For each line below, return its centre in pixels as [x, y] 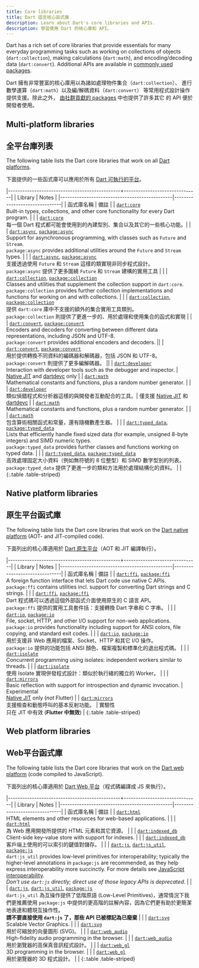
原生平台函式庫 [34, 515]
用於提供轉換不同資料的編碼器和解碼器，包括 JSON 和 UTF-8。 [83, 356]
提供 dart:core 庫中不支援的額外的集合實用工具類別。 [72, 309]
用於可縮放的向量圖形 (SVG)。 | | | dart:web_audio [67, 931]
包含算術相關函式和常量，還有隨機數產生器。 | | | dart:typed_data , [87, 422]
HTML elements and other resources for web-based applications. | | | [91, 818]
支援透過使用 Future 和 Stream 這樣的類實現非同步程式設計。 [80, 264]
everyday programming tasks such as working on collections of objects [94, 52]
